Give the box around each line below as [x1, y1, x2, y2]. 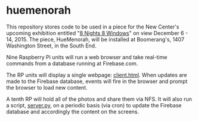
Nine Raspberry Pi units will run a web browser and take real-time [6, 53, 168, 60]
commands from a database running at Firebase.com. [6, 60, 138, 67]
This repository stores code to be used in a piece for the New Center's [6, 23, 180, 30]
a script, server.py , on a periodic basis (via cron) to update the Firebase [6, 101, 182, 109]
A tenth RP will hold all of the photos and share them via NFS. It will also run [6, 95, 192, 103]
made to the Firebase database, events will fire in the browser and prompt [6, 78, 188, 85]
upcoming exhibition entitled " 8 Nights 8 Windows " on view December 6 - [6, 29, 188, 36]
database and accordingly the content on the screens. [6, 108, 140, 115]
